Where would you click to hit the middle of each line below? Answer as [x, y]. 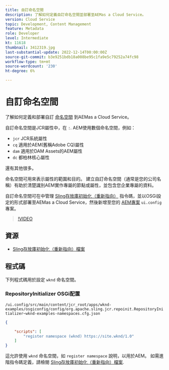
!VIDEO [25, 218]
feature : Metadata [24, 29]
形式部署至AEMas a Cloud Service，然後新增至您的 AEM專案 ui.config [88, 202]
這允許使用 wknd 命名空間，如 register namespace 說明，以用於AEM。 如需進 [84, 356]
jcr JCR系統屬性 [30, 138]
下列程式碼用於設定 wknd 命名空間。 [42, 280]
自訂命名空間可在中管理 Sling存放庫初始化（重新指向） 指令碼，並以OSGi [81, 196]
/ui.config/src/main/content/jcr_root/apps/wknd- [59, 305]
